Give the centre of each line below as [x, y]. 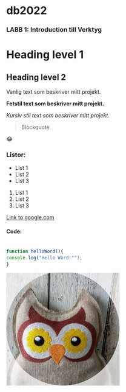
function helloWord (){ [35, 251]
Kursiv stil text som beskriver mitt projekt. [58, 116]
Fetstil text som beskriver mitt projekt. [55, 103]
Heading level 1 [45, 55]
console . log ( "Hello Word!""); [45, 258]
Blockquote [35, 127]
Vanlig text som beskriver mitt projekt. [54, 92]
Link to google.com [30, 217]
